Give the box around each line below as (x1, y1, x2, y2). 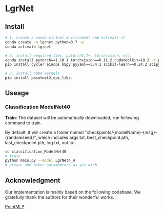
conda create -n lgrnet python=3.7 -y (5, 39, 84, 44)
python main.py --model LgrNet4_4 (5, 158, 76, 163)
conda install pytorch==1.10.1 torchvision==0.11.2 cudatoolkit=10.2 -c (5, 58, 156, 62)
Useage (5, 89, 29, 97)
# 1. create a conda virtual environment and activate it (5, 35, 125, 40)
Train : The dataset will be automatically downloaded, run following (5, 115, 139, 120)
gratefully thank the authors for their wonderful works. (5, 195, 115, 200)
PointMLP (5, 204, 25, 210)
